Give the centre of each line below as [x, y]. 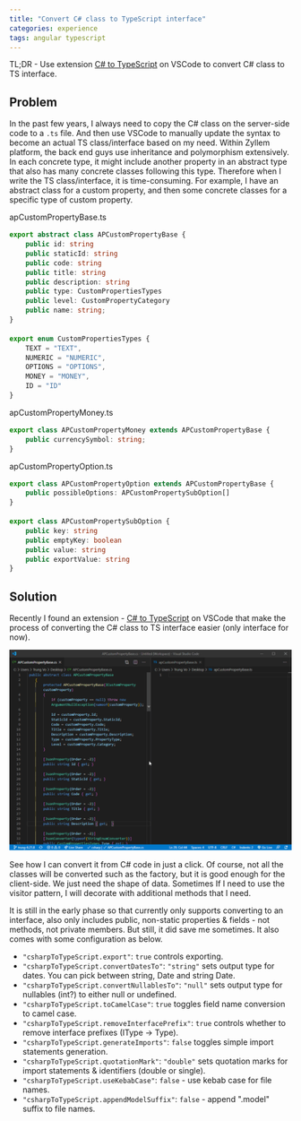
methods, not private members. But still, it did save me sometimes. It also [144, 930]
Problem [34, 102]
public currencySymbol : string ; [86, 439]
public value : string [65, 550]
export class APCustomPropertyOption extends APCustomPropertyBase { [142, 484]
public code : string [64, 263]
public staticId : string [72, 254]
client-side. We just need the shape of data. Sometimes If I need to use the [147, 884]
